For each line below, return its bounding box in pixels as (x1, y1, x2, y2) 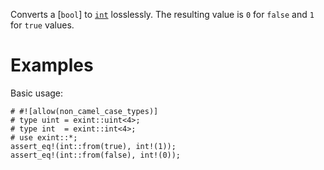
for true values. (10, 19, 75, 31)
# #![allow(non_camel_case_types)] (10, 106, 159, 116)
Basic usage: (10, 87, 64, 99)
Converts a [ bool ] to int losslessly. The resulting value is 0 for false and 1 (10, 9, 315, 20)
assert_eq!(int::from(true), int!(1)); (10, 141, 177, 151)
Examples (10, 54, 94, 77)
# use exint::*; (10, 132, 78, 143)
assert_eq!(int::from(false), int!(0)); (10, 150, 182, 160)
